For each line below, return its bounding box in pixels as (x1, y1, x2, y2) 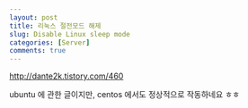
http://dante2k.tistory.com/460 (9, 71, 124, 81)
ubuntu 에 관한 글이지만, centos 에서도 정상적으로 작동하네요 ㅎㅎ (9, 89, 240, 100)
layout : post (9, 12, 58, 22)
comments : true (9, 46, 66, 55)
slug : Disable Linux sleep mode (9, 29, 130, 38)
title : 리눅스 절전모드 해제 (9, 21, 102, 30)
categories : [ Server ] (9, 37, 91, 47)
